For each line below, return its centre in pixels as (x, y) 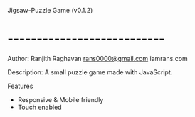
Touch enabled (39, 107)
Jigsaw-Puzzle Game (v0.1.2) (50, 10)
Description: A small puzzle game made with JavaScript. (90, 72)
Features (20, 86)
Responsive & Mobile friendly (60, 99)
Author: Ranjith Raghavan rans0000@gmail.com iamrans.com (98, 58)
